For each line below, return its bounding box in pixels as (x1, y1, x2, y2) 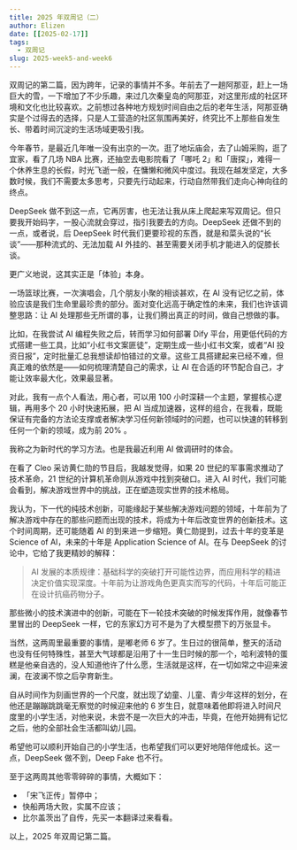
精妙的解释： (70, 548, 118, 558)
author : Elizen (9, 21, 65, 30)
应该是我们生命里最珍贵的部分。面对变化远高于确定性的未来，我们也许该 (16, 298, 280, 309)
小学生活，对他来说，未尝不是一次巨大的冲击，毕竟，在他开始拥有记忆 (32, 712, 288, 722)
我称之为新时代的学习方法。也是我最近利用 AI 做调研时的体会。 (9, 444, 239, 454)
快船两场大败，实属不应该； (21, 801, 124, 811)
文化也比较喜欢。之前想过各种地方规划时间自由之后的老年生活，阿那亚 (24, 102, 280, 112)
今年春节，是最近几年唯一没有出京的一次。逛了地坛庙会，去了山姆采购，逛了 (9, 143, 288, 153)
